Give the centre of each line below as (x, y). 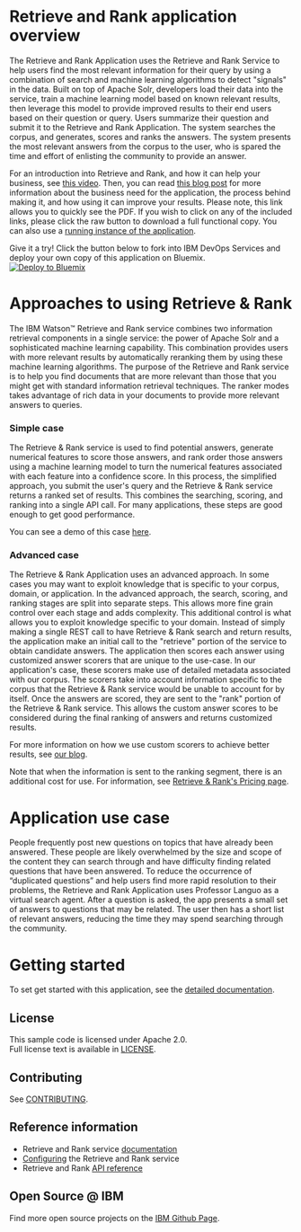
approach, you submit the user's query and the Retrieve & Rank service (141, 486)
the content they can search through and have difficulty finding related (140, 862)
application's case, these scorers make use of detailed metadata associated (150, 670)
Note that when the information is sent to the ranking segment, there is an (146, 772)
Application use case (90, 817)
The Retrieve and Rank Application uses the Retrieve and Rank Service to (145, 60)
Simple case (37, 428)
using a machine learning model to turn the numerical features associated (146, 467)
